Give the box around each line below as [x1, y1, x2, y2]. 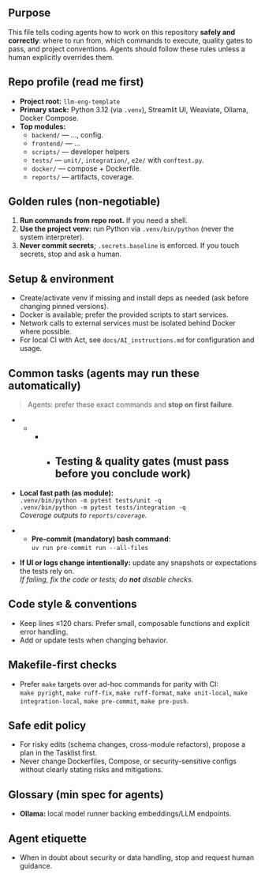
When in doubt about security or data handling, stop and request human [19, 853, 255, 862]
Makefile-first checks [8, 658, 117, 672]
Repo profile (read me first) [8, 75, 144, 89]
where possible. [19, 327, 73, 337]
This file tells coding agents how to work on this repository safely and [8, 27, 236, 36]
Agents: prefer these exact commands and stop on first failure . [27, 400, 234, 409]
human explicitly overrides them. [8, 52, 114, 62]
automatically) [8, 379, 81, 392]
